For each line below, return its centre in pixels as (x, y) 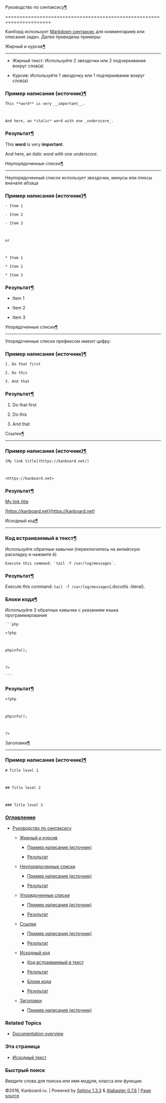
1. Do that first (23, 364)
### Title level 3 (24, 805)
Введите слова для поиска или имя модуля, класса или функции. (74, 1081)
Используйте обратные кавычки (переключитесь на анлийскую (73, 549)
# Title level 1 (22, 770)
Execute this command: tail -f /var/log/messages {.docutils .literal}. (75, 586)
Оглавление (21, 817)
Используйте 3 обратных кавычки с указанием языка (62, 610)
